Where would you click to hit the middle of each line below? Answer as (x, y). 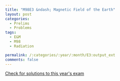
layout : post (18, 14)
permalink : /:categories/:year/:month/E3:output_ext (60, 55)
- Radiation (22, 46)
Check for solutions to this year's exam (45, 74)
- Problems (21, 28)
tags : (11, 32)
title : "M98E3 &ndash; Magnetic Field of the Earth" (60, 10)
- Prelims (19, 23)
